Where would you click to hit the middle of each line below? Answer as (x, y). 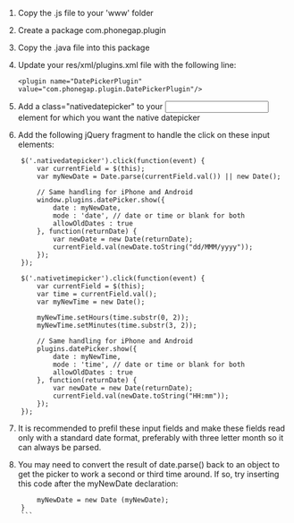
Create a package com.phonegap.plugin (92, 30)
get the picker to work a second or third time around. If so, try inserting (148, 474)
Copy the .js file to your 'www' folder (85, 13)
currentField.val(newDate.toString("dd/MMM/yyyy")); (152, 247)
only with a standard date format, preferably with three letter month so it (151, 437)
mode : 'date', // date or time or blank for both (149, 216)
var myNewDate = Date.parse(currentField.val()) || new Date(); (159, 176)
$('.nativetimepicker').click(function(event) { (113, 279)
